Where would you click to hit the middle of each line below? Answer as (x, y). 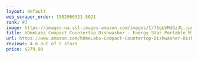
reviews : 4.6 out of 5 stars (42, 44)
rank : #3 (17, 22)
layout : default (26, 11)
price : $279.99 (25, 49)
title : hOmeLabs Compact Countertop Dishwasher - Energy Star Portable (96, 33)
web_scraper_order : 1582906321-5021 (51, 17)
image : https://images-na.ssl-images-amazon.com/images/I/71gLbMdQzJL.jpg (100, 28)
